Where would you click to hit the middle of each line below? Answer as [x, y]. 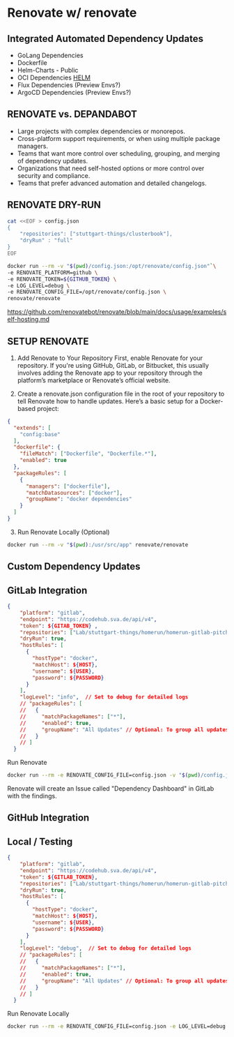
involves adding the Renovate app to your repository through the [110, 373]
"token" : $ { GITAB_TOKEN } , [59, 626]
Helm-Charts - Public [48, 70]
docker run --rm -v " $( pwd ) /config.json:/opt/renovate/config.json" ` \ [112, 266]
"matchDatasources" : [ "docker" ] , [74, 493]
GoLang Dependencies [50, 55]
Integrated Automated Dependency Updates [106, 39]
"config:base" [40, 434]
